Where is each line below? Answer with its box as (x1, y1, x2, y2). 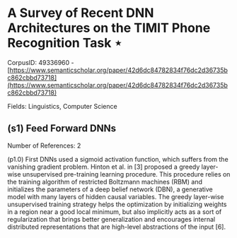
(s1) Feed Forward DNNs (7, 122, 117, 135)
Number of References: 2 (7, 141, 81, 150)
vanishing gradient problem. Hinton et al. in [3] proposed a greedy (7, 162, 200, 171)
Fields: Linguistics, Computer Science (7, 102, 118, 110)
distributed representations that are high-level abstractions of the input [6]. (7, 222, 226, 231)
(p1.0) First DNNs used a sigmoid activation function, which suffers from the (7, 155, 229, 163)
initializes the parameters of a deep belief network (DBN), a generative (7, 185, 214, 194)
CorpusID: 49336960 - (7, 58, 74, 66)
